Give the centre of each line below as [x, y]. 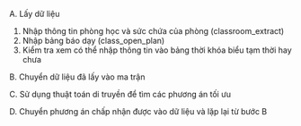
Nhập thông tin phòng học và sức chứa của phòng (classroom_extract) [153, 31]
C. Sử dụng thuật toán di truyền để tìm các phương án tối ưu [120, 94]
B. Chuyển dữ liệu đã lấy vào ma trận [77, 77]
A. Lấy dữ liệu [35, 14]
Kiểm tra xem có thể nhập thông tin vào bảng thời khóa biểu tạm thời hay [157, 50]
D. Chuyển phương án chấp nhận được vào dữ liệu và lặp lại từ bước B [138, 111]
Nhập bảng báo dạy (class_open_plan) [93, 41]
